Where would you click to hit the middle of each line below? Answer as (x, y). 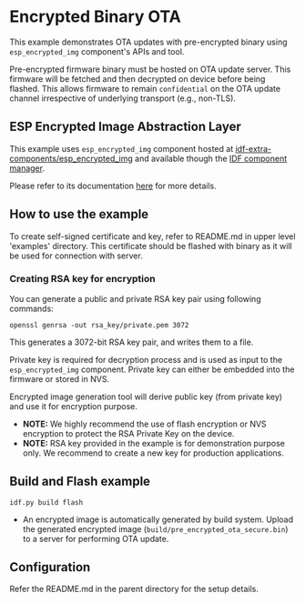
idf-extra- (254, 148)
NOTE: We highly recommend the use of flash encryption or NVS (144, 424)
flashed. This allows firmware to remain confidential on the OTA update (145, 88)
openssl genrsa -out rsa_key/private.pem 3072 (99, 325)
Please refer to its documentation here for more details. (113, 186)
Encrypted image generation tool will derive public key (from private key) (146, 397)
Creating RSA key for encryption (83, 279)
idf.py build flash (46, 502)
